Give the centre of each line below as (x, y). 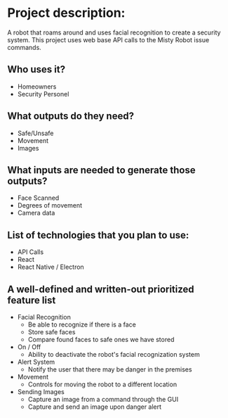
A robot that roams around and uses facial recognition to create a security (114, 32)
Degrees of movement (50, 205)
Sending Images (41, 392)
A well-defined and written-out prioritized (101, 289)
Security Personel (43, 94)
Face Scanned (38, 198)
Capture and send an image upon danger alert (95, 407)
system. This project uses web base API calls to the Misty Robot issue (108, 39)
